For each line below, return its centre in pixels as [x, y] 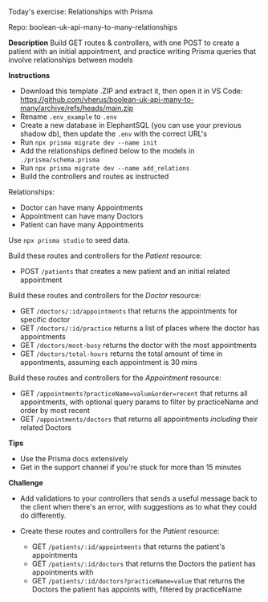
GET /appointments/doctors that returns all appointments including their [139, 419]
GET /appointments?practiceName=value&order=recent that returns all [134, 393]
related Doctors [46, 428]
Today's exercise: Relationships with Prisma [81, 12]
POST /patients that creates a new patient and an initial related [125, 271]
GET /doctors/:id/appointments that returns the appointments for [129, 311]
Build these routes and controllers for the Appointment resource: [115, 378]
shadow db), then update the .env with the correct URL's [113, 133]
